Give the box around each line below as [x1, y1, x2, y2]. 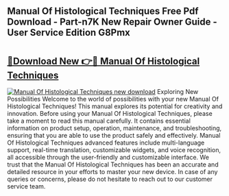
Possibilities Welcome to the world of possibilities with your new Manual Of [7, 95, 219, 103]
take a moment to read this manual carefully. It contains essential [7, 117, 191, 125]
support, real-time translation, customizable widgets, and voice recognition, [7, 146, 221, 154]
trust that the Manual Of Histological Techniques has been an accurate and [7, 160, 219, 169]
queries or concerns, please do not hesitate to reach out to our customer [7, 175, 213, 183]
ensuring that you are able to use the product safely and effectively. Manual [7, 132, 221, 139]
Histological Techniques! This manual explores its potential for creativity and [7, 102, 223, 110]
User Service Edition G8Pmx [7, 27, 130, 38]
